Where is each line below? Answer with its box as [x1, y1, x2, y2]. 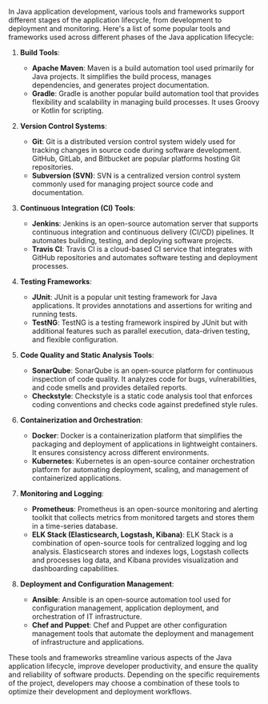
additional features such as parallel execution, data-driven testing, [31, 326, 250, 335]
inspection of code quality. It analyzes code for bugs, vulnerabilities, [31, 374, 258, 383]
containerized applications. [31, 474, 122, 482]
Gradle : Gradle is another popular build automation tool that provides [31, 89, 259, 98]
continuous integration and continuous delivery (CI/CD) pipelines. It [31, 227, 254, 237]
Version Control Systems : [19, 122, 107, 130]
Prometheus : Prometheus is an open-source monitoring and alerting [31, 504, 258, 514]
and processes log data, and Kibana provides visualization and [31, 555, 238, 565]
